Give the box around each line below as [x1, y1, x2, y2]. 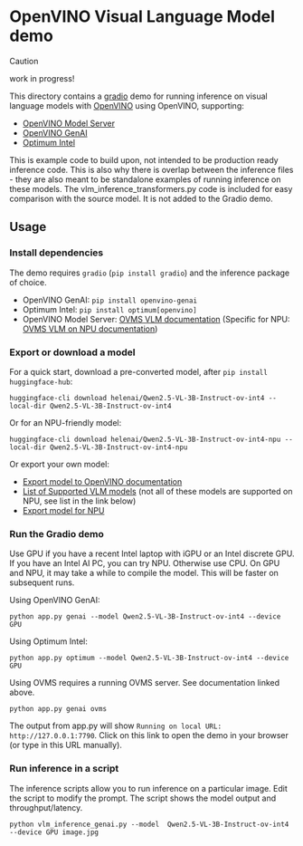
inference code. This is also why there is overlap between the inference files [9, 164, 294, 175]
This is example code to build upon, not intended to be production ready [9, 154, 279, 165]
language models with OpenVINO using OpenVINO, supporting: [9, 100, 244, 111]
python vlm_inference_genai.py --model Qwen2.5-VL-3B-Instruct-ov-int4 [9, 820, 289, 829]
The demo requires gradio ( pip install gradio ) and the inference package [9, 267, 290, 278]
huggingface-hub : [9, 376, 73, 387]
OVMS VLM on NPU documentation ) [22, 323, 158, 334]
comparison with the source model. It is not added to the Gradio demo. [9, 193, 273, 204]
